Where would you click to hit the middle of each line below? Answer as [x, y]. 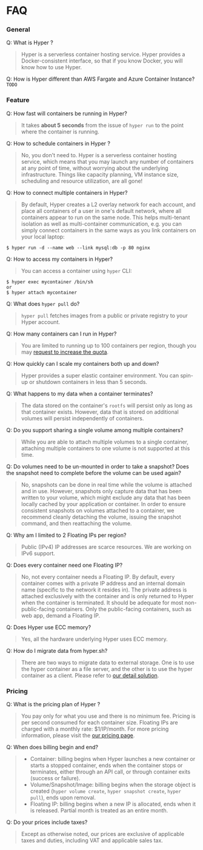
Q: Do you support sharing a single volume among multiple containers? [95, 430]
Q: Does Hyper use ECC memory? [49, 627]
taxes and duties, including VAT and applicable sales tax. [92, 840]
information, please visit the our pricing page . [78, 735]
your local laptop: [43, 237]
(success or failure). [55, 778]
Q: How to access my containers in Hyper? [60, 259]
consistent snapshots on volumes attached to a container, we [98, 510]
